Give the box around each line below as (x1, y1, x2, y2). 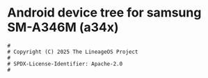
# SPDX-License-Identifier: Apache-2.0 (7, 60, 123, 67)
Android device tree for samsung (7, 5, 202, 21)
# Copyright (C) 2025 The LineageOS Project (7, 48, 138, 55)
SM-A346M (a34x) (7, 19, 120, 35)
